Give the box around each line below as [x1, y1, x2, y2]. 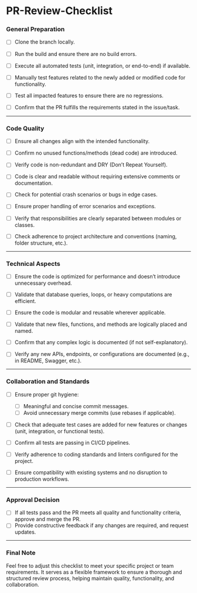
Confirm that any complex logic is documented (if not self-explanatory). [14, 339, 188, 346]
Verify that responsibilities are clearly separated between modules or [14, 215, 182, 222]
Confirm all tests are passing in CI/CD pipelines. [14, 439, 131, 446]
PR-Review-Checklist [6, 4, 113, 18]
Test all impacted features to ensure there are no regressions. [14, 92, 164, 99]
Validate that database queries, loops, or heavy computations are [14, 291, 172, 298]
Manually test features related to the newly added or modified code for [14, 74, 186, 81]
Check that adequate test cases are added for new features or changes [14, 421, 188, 428]
